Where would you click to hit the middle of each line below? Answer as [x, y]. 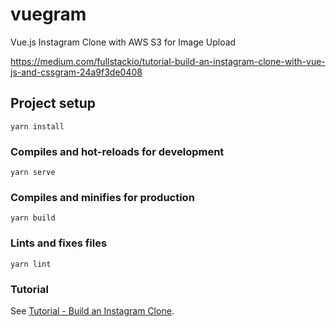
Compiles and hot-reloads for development [117, 151]
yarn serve [33, 173]
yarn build [33, 218]
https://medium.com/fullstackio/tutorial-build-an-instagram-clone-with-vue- [168, 61]
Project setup [53, 103]
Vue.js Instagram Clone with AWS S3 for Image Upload [123, 42]
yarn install [37, 126]
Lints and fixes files [59, 243]
